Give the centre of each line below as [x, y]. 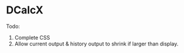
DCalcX [25, 10]
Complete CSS [32, 37]
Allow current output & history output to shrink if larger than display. [96, 44]
